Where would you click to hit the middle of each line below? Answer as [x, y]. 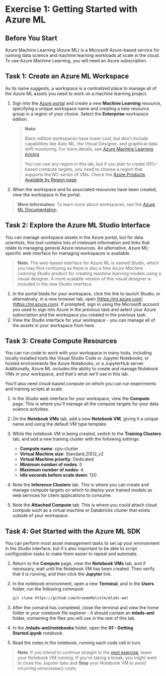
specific [13, 253]
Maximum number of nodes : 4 [51, 470]
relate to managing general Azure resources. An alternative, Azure [73, 248]
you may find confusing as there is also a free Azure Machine [80, 268]
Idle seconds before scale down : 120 [58, 475]
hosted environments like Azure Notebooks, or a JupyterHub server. [75, 363]
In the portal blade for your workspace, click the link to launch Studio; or [86, 293]
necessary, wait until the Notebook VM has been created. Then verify [83, 569]
